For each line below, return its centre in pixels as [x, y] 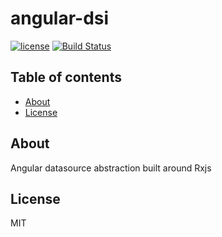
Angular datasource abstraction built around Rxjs [111, 168]
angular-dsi [60, 18]
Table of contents [66, 77]
